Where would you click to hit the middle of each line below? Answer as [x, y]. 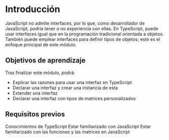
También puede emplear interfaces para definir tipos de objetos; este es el [83, 39]
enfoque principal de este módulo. [41, 44]
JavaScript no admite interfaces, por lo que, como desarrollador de [75, 23]
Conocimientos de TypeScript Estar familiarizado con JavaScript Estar [78, 126]
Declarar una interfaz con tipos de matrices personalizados [74, 98]
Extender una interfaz [35, 93]
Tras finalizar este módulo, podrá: [40, 73]
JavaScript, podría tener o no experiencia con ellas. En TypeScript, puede [82, 28]
